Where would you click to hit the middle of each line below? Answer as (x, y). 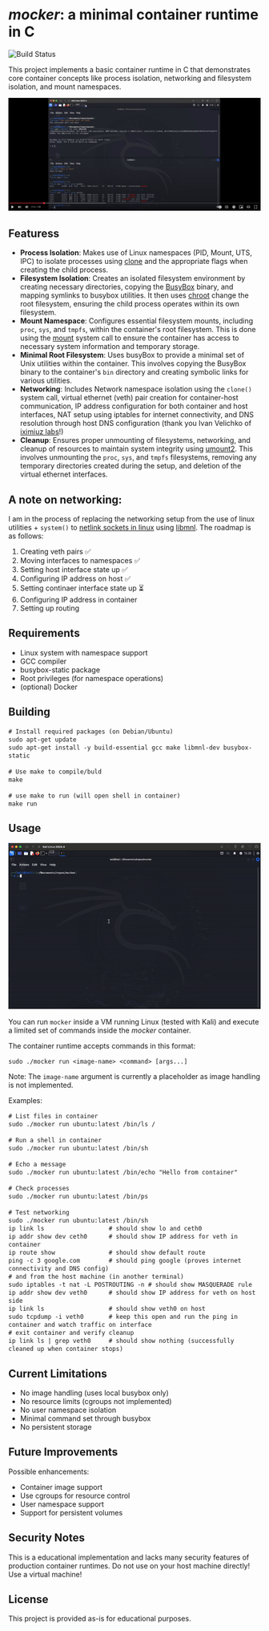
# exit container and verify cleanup (71, 1333)
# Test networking (39, 1213)
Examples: (25, 1101)
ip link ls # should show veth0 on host (107, 1309)
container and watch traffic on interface (80, 1325)
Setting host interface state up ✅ (74, 569)
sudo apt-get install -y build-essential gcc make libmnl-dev (114, 748)
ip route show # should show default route (107, 1253)
